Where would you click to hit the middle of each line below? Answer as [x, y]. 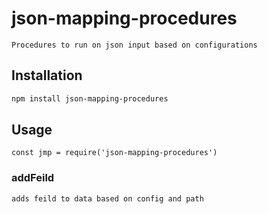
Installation [47, 75]
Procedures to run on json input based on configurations [134, 45]
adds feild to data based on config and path [107, 198]
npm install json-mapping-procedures [90, 98]
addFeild [33, 178]
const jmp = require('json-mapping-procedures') [114, 153]
